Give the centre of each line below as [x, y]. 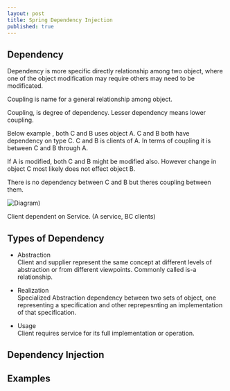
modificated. [25, 86]
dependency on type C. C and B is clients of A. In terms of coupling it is [109, 141]
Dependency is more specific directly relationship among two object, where [115, 71]
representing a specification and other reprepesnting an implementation [120, 305]
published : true [30, 26]
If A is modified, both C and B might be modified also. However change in [112, 162]
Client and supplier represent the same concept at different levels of [115, 262]
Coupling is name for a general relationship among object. [90, 99]
